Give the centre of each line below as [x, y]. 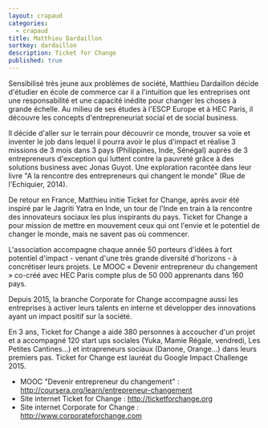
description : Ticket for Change [62, 53]
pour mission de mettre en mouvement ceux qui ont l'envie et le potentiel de [134, 225]
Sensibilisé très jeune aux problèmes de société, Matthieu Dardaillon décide [134, 83]
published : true [35, 61]
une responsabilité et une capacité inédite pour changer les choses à [122, 100]
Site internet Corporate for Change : [79, 407]
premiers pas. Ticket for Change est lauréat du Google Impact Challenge [128, 357]
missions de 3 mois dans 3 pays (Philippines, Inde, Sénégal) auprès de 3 [128, 150]
